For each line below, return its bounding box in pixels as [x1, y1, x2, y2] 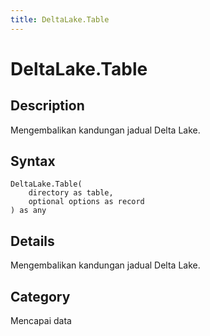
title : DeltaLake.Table [10, 14, 110, 25]
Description [10, 97, 85, 115]
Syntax [10, 153, 56, 170]
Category [10, 288, 71, 305]
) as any [10, 206, 47, 216]
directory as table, [28, 188, 114, 198]
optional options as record [28, 197, 145, 207]
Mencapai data [10, 315, 72, 327]
